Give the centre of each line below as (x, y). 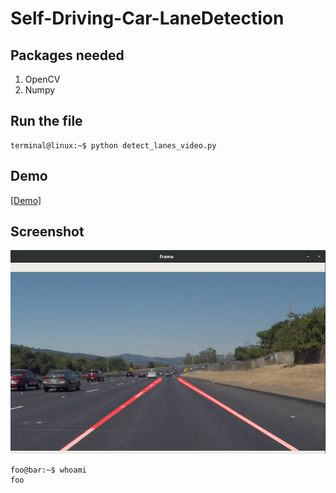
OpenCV (42, 79)
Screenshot (47, 232)
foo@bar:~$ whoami (48, 470)
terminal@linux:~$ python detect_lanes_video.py (113, 145)
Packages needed (67, 55)
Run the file (46, 121)
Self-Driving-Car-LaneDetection (147, 18)
